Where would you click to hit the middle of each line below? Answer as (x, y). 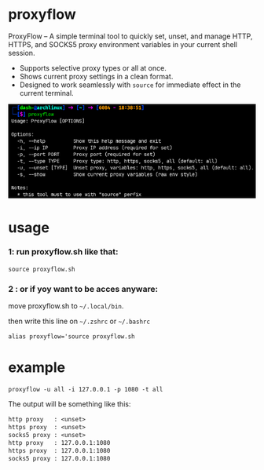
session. (22, 53)
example (37, 368)
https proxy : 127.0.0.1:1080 (59, 451)
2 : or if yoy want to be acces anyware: (83, 289)
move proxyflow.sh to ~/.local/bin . (66, 306)
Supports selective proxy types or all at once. (93, 67)
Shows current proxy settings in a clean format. (96, 76)
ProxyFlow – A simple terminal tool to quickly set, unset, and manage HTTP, (130, 36)
